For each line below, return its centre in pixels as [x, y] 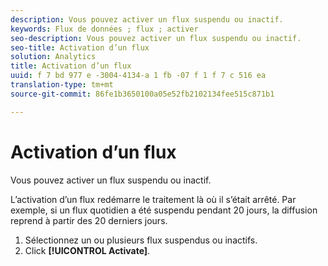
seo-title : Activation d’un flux [80, 47]
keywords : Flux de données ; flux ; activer [104, 29]
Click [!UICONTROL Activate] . [87, 250]
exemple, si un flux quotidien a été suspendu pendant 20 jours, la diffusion [164, 210]
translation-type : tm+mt [62, 85]
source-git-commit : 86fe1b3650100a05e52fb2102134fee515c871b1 [142, 94]
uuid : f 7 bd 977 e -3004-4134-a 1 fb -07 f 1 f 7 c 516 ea [138, 76]
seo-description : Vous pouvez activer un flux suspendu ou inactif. [156, 38]
